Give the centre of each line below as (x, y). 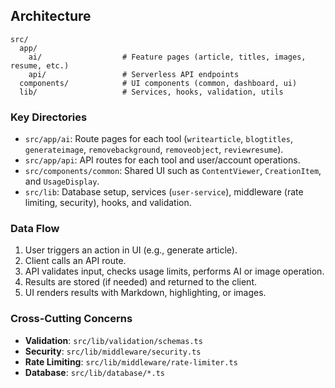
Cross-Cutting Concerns (71, 319)
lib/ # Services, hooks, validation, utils (151, 92)
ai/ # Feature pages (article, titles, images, (167, 57)
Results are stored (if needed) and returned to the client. (140, 282)
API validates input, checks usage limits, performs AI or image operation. (174, 271)
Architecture (51, 16)
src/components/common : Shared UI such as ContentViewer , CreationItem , (173, 171)
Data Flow (35, 229)
